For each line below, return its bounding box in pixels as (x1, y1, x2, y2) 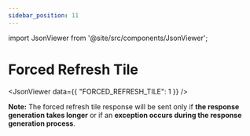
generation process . (8, 119, 76, 128)
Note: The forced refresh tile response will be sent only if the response (8, 101, 240, 111)
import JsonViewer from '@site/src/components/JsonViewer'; (8, 33, 208, 42)
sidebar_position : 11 (8, 11, 79, 20)
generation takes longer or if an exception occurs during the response (8, 110, 242, 119)
